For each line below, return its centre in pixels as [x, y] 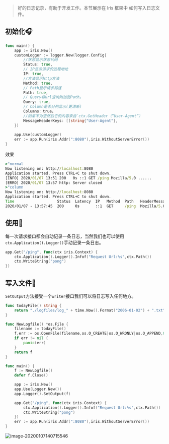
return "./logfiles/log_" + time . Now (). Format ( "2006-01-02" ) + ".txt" [90, 310]
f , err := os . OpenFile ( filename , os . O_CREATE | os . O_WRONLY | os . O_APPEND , [89, 334]
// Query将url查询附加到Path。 [53, 97]
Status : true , [38, 65]
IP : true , [33, 74]
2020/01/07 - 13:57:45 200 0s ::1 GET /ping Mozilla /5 [83, 206]
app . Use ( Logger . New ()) [38, 389]
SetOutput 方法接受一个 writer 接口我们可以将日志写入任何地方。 [71, 296]
